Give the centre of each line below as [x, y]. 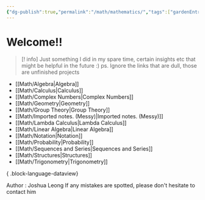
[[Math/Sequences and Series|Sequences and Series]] [84, 148]
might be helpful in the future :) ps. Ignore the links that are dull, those [109, 65]
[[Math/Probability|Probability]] [54, 142]
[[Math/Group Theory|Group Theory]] [63, 110]
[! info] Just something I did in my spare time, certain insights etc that [108, 59]
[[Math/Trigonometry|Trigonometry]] [61, 162]
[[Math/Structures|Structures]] [54, 155]
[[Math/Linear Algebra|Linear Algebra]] [64, 129]
